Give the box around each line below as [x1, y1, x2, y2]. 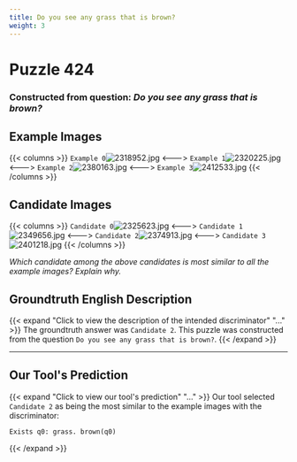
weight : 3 [9, 21, 46, 30]
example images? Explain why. [9, 266, 122, 277]
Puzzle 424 [9, 59, 95, 80]
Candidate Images [9, 196, 112, 212]
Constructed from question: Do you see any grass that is [9, 90, 258, 103]
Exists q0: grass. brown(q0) [9, 427, 117, 436]
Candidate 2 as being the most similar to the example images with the [9, 400, 263, 412]
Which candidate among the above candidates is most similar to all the [9, 257, 270, 267]
